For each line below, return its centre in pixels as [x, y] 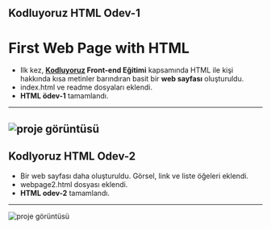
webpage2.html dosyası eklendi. [74, 184]
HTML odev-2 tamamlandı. [65, 193]
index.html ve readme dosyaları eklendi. [86, 87]
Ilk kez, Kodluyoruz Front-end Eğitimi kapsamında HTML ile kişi [127, 70]
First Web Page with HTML [99, 48]
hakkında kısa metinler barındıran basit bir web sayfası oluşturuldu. [132, 79]
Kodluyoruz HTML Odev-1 [75, 13]
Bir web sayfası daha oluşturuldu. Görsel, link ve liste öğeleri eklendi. [134, 176]
